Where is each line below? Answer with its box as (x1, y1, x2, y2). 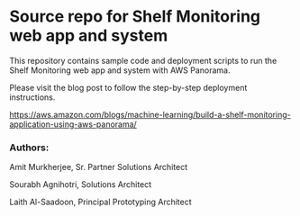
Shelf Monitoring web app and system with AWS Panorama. (9, 65, 231, 76)
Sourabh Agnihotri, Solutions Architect (9, 179, 152, 190)
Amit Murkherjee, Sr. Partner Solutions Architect (9, 162, 187, 173)
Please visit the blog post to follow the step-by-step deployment (9, 82, 248, 93)
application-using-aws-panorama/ (9, 119, 137, 130)
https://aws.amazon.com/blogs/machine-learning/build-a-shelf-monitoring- (9, 109, 291, 120)
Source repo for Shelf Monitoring (9, 6, 261, 27)
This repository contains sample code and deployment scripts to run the (9, 55, 277, 66)
